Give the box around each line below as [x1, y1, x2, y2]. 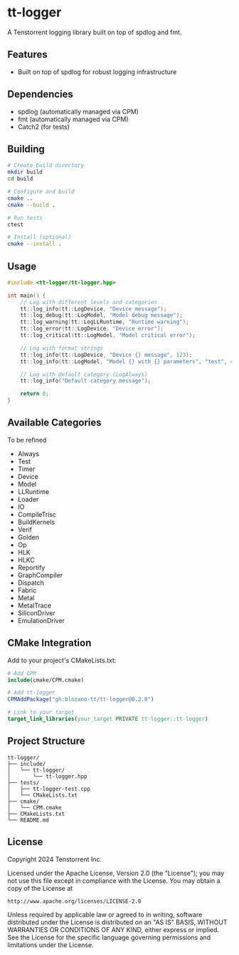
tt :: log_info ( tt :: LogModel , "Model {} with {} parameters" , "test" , [20, 358, 228, 365]
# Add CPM [7, 669, 37, 677]
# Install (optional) [7, 233, 72, 241]
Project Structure [7, 735, 85, 747]
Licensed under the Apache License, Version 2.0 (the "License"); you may [7, 869, 225, 877]
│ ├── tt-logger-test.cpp [7, 785, 91, 792]
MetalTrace [17, 601, 52, 610]
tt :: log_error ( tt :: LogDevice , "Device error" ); [20, 325, 164, 333]
